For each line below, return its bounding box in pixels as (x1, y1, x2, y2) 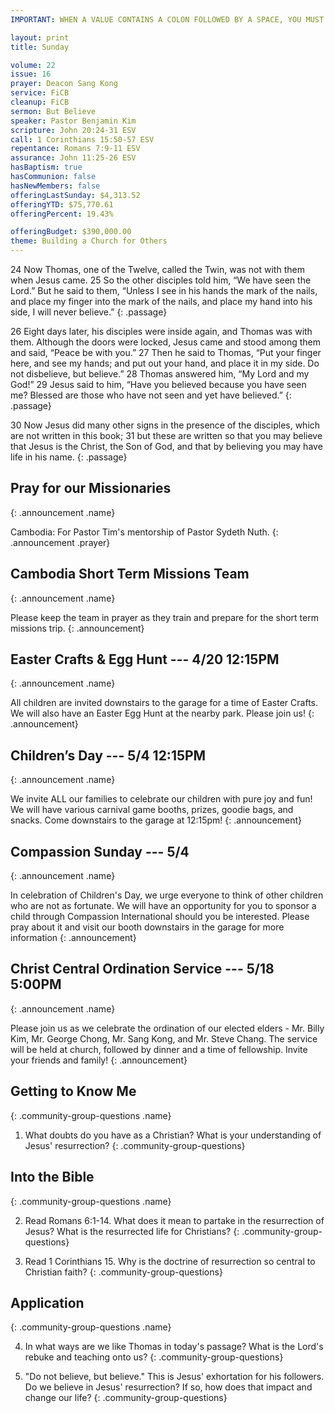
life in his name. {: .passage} (10, 451, 128, 463)
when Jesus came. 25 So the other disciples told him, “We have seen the (10, 274, 312, 286)
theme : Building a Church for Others (10, 236, 168, 246)
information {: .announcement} (10, 932, 137, 944)
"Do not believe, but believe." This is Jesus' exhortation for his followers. (24, 1371, 325, 1383)
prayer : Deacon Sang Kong (10, 79, 118, 89)
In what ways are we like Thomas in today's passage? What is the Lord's (24, 1341, 324, 1353)
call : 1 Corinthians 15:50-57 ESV (10, 134, 155, 145)
